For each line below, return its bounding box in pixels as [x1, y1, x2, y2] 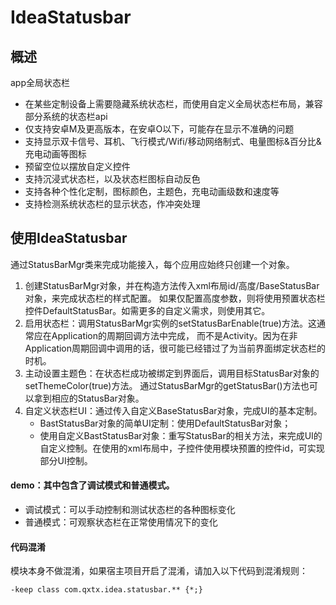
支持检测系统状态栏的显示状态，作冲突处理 [24, 198, 201, 210]
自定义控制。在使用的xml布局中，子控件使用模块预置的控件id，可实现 [39, 442, 325, 454]
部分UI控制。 [39, 454, 93, 466]
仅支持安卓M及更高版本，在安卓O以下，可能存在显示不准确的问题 [24, 123, 295, 135]
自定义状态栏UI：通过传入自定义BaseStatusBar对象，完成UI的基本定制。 [24, 404, 323, 416]
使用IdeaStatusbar [10, 230, 128, 247]
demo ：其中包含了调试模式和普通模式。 [10, 479, 175, 491]
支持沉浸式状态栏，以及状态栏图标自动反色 [24, 173, 201, 185]
